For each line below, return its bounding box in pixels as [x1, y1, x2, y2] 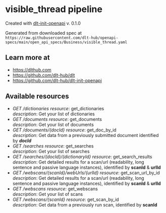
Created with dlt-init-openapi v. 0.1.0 [5, 20, 81, 26]
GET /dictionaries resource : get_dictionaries [12, 105, 104, 111]
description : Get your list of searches [12, 148, 90, 154]
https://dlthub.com [12, 66, 51, 73]
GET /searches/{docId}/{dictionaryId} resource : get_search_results [12, 154, 152, 160]
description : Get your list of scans [12, 191, 83, 197]
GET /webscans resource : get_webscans [12, 185, 98, 192]
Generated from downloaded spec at [5, 30, 82, 36]
